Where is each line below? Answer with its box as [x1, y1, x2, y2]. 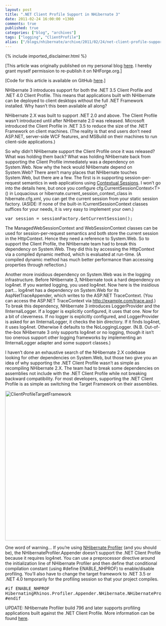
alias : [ [5, 40, 23, 45]
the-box [5, 329, 21, 335]
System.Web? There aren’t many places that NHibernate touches [5, 169, 137, 175]
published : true [5, 26, 39, 31]
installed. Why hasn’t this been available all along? [5, 102, 107, 109]
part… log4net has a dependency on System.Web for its [5, 287, 119, 293]
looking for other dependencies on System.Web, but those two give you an [5, 354, 158, 360]
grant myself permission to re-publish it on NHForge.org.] [5, 68, 122, 74]
